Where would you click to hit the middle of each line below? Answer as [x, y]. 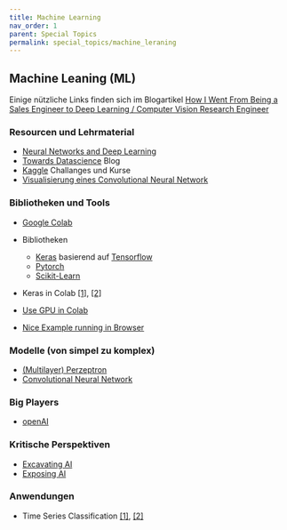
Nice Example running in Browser [83, 327]
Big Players [34, 402]
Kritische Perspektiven [60, 445]
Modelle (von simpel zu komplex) [82, 350]
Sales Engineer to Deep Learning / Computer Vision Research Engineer [139, 109]
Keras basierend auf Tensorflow [94, 257]
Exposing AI [44, 473]
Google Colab [47, 222]
